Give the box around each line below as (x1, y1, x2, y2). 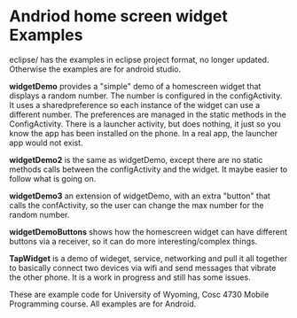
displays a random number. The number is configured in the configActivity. (9, 90, 283, 101)
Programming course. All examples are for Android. (9, 299, 197, 309)
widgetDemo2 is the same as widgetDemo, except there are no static (9, 154, 263, 165)
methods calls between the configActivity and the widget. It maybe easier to (9, 164, 288, 175)
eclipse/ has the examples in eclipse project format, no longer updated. (9, 54, 270, 65)
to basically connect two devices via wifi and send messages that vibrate (9, 262, 277, 273)
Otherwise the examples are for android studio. (9, 64, 182, 74)
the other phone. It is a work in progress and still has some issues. (9, 272, 251, 283)
